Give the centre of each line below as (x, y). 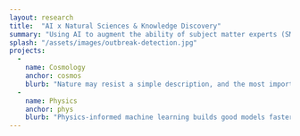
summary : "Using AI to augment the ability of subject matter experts (143, 34)
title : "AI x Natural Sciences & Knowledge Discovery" (115, 26)
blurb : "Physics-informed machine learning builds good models (146, 117)
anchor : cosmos (54, 76)
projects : (28, 51)
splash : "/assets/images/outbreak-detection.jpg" (104, 42)
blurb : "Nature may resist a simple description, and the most (146, 84)
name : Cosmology (56, 68)
